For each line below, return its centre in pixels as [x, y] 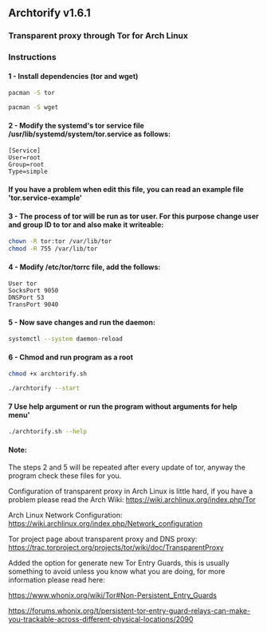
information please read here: [57, 580]
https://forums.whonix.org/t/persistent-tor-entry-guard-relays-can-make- [130, 611]
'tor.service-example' [45, 198]
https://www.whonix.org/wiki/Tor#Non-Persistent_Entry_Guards [113, 595]
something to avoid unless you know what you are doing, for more [117, 571]
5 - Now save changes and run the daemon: [82, 322]
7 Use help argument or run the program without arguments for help [123, 406]
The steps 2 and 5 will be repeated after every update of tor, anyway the [127, 467]
